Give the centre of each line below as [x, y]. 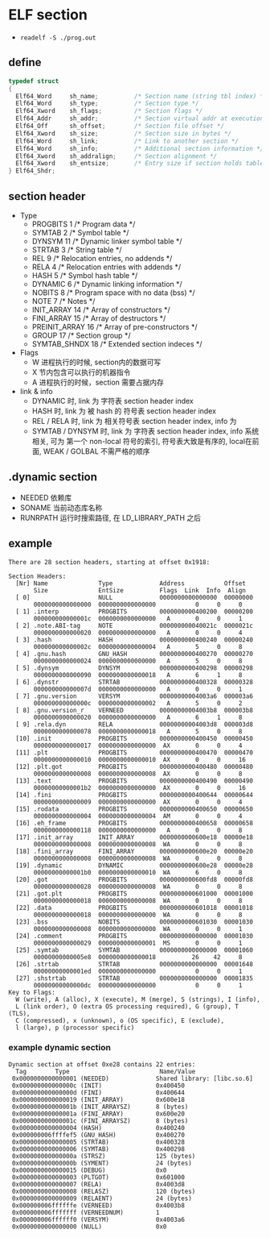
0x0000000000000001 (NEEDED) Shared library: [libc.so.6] [132, 1078]
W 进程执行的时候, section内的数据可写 [96, 362]
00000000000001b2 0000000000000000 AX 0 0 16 [140, 787]
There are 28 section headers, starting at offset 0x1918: [109, 562]
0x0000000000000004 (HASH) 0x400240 [98, 1128]
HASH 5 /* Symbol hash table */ [85, 275]
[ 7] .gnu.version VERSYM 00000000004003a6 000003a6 [134, 696]
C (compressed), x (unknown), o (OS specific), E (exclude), [120, 1020]
